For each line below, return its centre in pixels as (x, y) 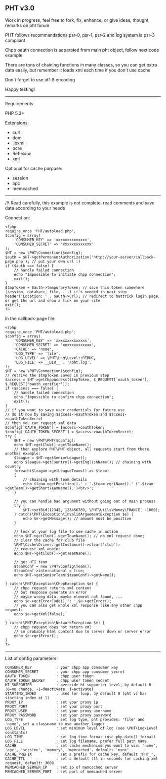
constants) (16, 732)
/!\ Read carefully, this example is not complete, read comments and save (80, 202)
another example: (23, 454)
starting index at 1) (27, 698)
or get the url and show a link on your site (53, 300)
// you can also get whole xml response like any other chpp (78, 605)
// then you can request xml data (41, 423)
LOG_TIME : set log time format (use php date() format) (80, 737)
